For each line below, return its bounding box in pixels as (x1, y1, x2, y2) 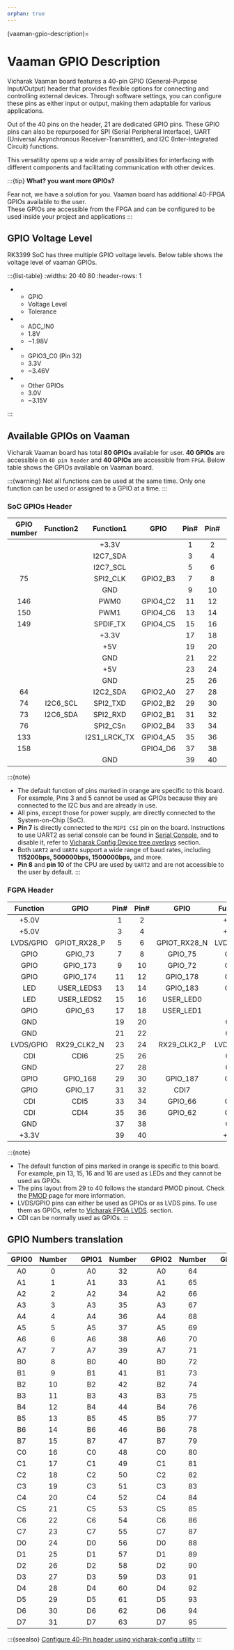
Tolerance (27, 307, 57, 316)
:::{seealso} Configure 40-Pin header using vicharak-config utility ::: (7, 1635, 202, 1643)
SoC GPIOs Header (7, 502, 72, 511)
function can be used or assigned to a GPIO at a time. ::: (7, 484, 168, 493)
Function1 (93, 524, 127, 534)
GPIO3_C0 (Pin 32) (27, 352, 82, 360)
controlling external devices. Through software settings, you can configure (7, 91, 221, 100)
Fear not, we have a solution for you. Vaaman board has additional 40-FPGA (7, 190, 226, 199)
